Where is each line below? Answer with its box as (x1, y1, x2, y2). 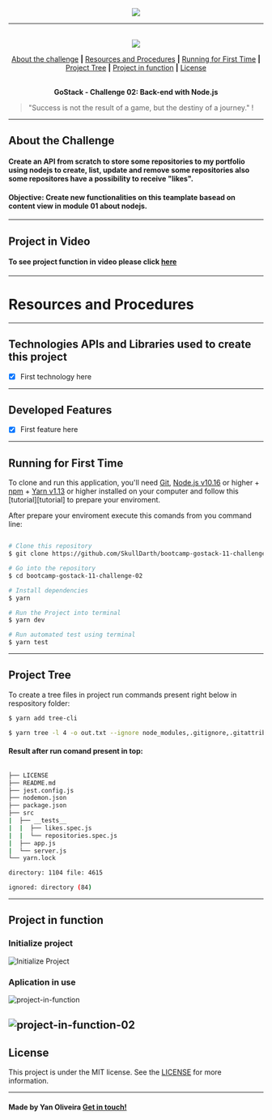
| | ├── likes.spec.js (8, 823, 92, 832)
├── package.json (8, 802, 67, 810)
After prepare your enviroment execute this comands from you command (8, 511, 253, 520)
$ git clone (8, 549, 49, 558)
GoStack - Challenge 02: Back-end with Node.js (53, 88, 219, 96)
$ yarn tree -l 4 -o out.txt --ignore (8, 729, 139, 737)
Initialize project (8, 938, 74, 949)
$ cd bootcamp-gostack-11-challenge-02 (8, 571, 143, 579)
